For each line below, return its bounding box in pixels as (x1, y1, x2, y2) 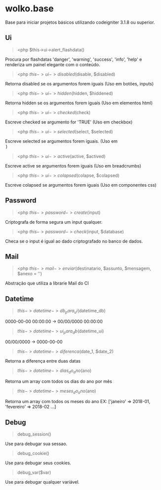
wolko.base (5, 3, 54, 14)
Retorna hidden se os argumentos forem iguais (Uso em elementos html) (5, 100, 153, 106)
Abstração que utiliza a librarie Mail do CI (5, 280, 89, 286)
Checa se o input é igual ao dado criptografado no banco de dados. (5, 238, 143, 244)
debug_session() (17, 431, 51, 437)
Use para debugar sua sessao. (5, 441, 68, 447)
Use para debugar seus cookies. (5, 460, 72, 466)
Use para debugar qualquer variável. (5, 479, 80, 485)
